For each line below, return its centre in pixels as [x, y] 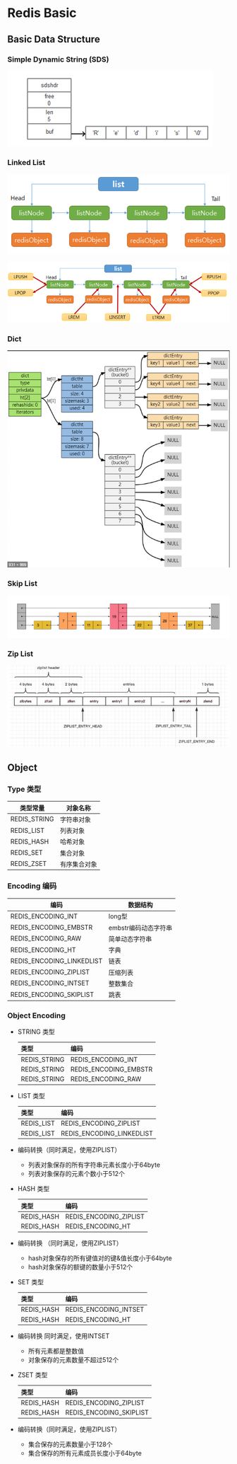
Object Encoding [36, 1015]
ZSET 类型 [32, 1375]
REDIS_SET [27, 853]
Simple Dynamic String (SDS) [58, 59]
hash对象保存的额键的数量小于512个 [80, 1267]
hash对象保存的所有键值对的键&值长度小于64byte [100, 1258]
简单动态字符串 [130, 938]
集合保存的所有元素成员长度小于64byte [85, 1453]
